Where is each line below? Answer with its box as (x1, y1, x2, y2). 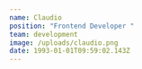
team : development (9, 30, 78, 39)
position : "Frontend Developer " (9, 22, 135, 30)
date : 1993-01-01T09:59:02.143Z (9, 47, 130, 56)
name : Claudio (9, 13, 63, 22)
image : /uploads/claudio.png (9, 38, 119, 47)
